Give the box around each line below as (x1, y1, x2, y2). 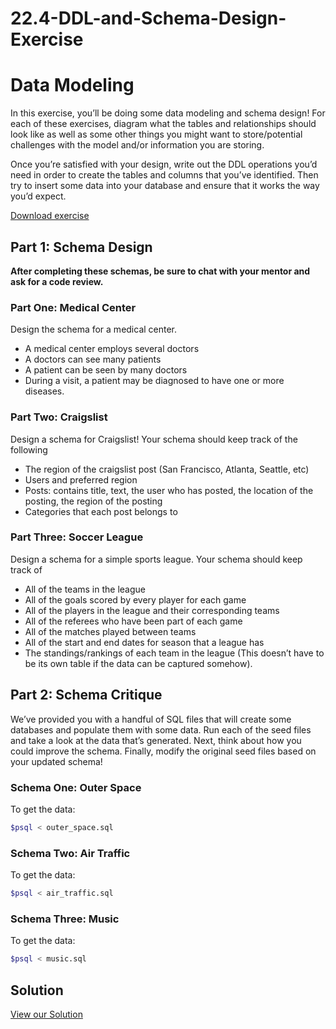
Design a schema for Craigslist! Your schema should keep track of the (10, 433, 298, 445)
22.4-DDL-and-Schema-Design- (10, 7, 287, 30)
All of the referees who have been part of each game (24, 615, 243, 627)
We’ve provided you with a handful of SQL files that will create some (10, 713, 292, 725)
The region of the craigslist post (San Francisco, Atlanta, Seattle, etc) (24, 463, 310, 475)
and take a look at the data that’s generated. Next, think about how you (10, 734, 302, 746)
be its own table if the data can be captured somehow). (24, 657, 253, 669)
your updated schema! (10, 755, 103, 767)
